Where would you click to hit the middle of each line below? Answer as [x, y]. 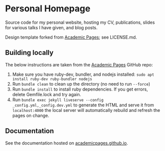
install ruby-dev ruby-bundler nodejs [52, 79]
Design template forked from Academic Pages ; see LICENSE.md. [71, 37]
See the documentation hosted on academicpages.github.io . [67, 143]
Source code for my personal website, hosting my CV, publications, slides [80, 22]
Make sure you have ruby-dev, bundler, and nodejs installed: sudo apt [83, 74]
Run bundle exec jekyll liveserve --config [58, 100]
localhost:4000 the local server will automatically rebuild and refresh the [86, 110]
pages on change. [31, 115]
